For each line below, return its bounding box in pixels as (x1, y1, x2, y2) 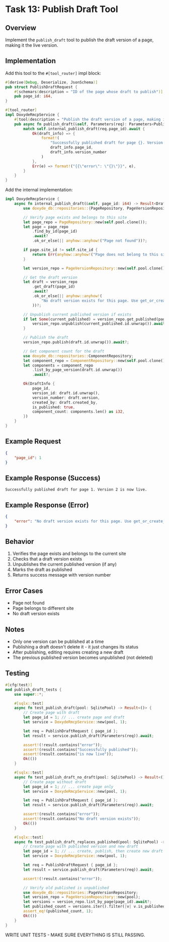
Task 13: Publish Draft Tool (5, 4, 118, 15)
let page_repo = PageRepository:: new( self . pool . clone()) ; (23, 220, 147, 225)
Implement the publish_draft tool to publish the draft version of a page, (5, 37, 154, 43)
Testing (5, 669, 30, 678)
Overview (5, 24, 37, 32)
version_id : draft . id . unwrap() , (32, 391, 100, 396)
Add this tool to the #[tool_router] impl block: (5, 70, 102, 76)
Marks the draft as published (12, 567, 72, 573)
